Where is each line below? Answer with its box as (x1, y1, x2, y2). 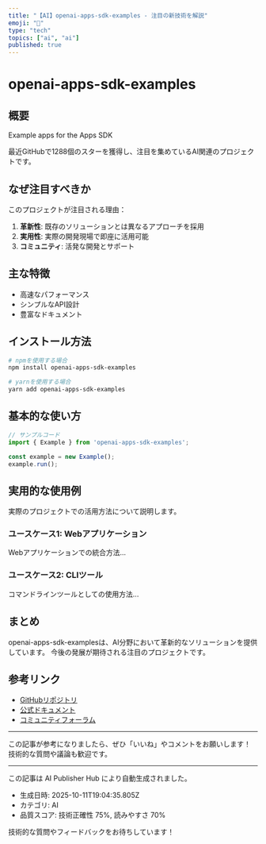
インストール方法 (8, 335, 92, 349)
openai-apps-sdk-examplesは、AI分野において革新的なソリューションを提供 (8, 637, 258, 647)
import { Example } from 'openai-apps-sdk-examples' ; (8, 438, 190, 446)
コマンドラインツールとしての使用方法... (8, 589, 139, 599)
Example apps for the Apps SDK (8, 130, 113, 140)
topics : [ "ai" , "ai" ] (8, 33, 80, 42)
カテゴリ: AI (19, 800, 59, 810)
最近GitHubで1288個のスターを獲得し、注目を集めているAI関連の (8, 147, 220, 156)
